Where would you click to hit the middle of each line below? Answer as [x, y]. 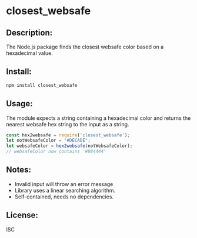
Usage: [20, 104]
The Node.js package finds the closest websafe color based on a [85, 47]
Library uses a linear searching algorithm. [65, 190]
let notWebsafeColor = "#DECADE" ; [49, 141]
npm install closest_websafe [42, 85]
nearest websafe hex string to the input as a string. [68, 124]
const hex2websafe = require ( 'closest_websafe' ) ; [68, 135]
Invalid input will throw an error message [64, 184]
